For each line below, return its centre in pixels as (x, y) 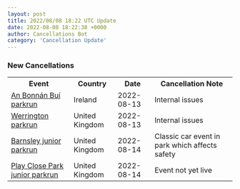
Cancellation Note (192, 84)
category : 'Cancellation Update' (57, 41)
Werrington (30, 116)
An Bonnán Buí (36, 96)
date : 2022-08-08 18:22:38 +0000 (57, 27)
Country (92, 84)
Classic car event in (187, 136)
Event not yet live (183, 170)
